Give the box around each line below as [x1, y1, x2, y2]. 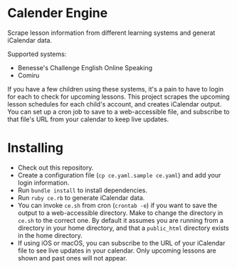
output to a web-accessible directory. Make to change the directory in [17, 208, 223, 217]
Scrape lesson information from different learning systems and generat [7, 28, 216, 37]
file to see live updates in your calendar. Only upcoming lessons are [17, 246, 216, 255]
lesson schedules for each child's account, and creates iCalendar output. [7, 99, 222, 108]
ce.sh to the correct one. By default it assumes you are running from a [17, 216, 224, 224]
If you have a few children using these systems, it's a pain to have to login [7, 84, 224, 93]
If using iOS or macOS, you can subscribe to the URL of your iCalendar [17, 238, 226, 247]
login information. [17, 178, 70, 187]
